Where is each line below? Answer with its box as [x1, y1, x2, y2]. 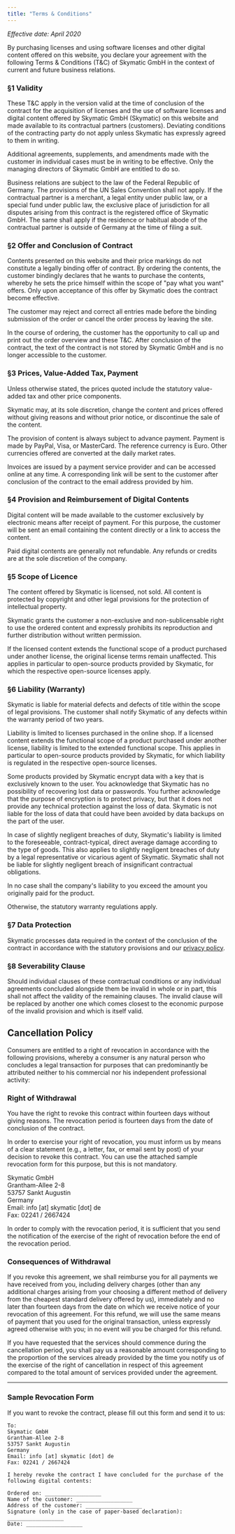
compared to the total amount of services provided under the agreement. [7, 1368, 218, 1377]
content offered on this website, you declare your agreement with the [7, 51, 207, 59]
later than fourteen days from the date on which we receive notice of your [7, 1302, 220, 1311]
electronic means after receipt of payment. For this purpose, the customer [7, 518, 221, 526]
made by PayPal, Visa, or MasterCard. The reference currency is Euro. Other [7, 441, 227, 450]
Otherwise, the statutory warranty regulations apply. [7, 902, 158, 911]
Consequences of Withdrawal [7, 1257, 111, 1267]
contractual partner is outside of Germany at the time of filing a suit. [7, 222, 203, 232]
